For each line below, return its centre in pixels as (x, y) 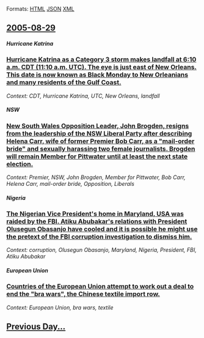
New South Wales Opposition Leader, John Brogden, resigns (98, 126)
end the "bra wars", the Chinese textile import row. (83, 294)
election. (20, 164)
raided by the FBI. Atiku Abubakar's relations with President (97, 221)
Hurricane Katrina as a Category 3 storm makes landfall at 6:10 (101, 59)
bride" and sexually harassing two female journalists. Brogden (101, 149)
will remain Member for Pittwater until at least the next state (97, 156)
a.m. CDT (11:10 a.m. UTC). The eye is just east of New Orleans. (102, 67)
